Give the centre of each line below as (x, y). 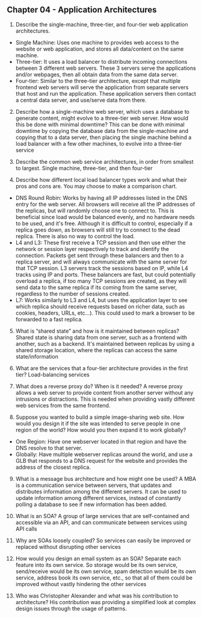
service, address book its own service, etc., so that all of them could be (104, 578)
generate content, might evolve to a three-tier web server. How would (102, 118)
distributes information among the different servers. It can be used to (101, 491)
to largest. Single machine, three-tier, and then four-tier (84, 168)
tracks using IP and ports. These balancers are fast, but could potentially (106, 274)
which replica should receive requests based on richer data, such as (100, 306)
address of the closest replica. (53, 467)
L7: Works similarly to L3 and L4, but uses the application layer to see (102, 300)
